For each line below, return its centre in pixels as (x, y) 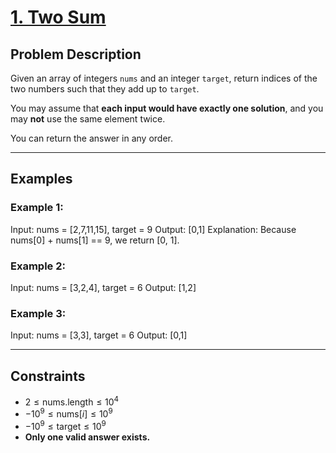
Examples (41, 179)
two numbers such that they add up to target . (105, 89)
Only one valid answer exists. (87, 437)
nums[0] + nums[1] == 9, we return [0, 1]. (95, 240)
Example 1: (37, 208)
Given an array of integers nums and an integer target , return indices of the (164, 78)
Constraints (48, 376)
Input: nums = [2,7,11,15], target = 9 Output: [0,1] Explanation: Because (153, 229)
